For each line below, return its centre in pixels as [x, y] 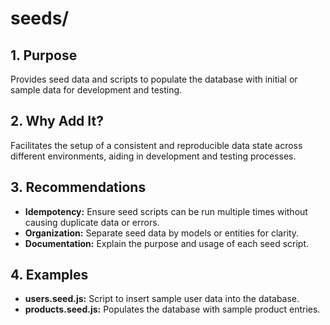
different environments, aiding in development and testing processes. [153, 156]
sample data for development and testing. [96, 90]
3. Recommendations [78, 187]
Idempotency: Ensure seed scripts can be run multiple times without [166, 211]
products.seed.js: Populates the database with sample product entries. [172, 309]
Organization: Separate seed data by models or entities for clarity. [162, 233]
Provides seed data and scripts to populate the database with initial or [154, 79]
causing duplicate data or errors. [92, 222]
